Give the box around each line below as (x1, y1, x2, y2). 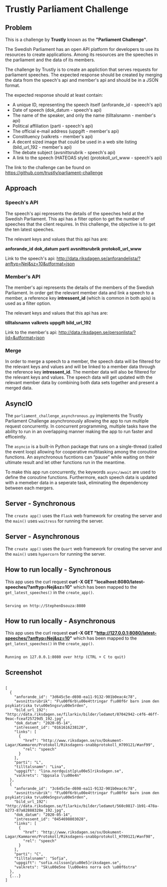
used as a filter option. (5, 300, 51, 306)
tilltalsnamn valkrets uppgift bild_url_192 (5, 319, 91, 325)
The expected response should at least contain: (5, 92, 103, 98)
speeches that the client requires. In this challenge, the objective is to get (5, 221, 156, 227)
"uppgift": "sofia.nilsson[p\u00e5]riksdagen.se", (14, 861, 122, 866)
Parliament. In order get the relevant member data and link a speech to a (5, 289, 154, 295)
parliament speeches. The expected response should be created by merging (5, 72, 163, 78)
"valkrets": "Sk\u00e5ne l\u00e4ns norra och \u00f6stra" (14, 865, 137, 870)
